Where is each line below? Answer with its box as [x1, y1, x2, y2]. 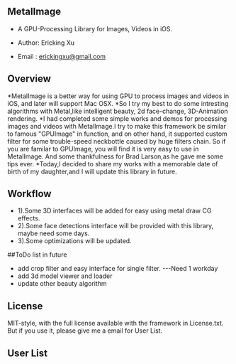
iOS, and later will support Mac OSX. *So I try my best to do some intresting [7, 99, 229, 107]
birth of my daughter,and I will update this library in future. [7, 167, 177, 176]
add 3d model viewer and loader [17, 272, 113, 280]
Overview [7, 73, 52, 85]
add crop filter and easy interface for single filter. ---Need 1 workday [17, 264, 218, 273]
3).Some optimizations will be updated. [17, 237, 133, 245]
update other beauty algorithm [17, 279, 108, 288]
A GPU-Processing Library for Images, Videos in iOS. [17, 24, 173, 33]
